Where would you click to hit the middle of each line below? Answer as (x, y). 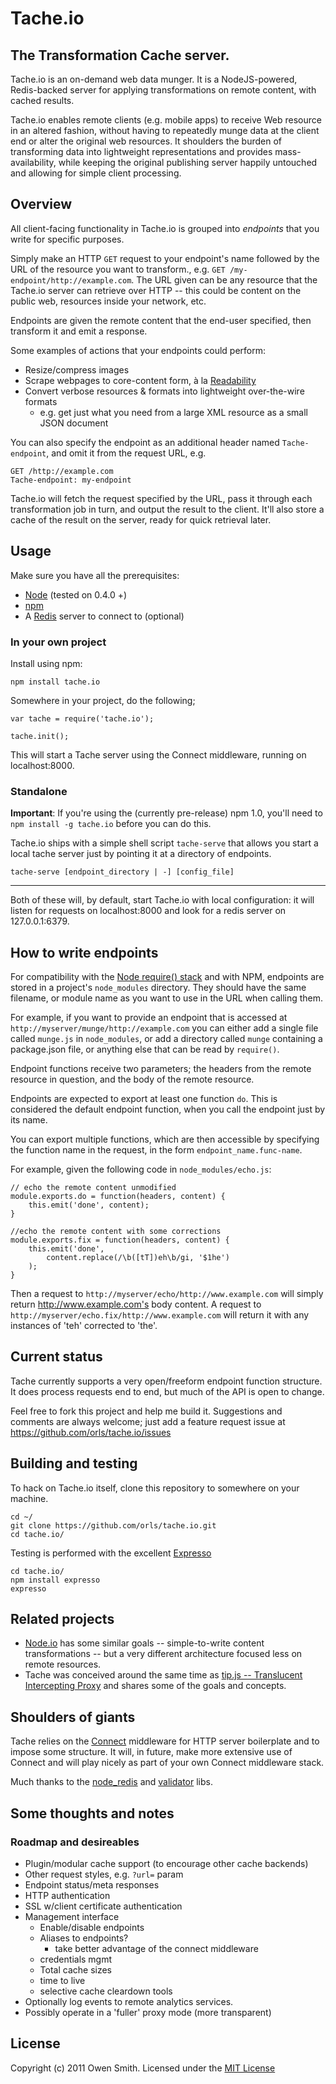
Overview (41, 204)
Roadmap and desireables (75, 1842)
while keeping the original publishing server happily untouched (188, 162)
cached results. (42, 100)
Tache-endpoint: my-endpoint (71, 480)
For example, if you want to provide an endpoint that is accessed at (149, 1018)
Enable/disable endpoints (92, 1927)
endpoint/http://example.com (71, 280)
